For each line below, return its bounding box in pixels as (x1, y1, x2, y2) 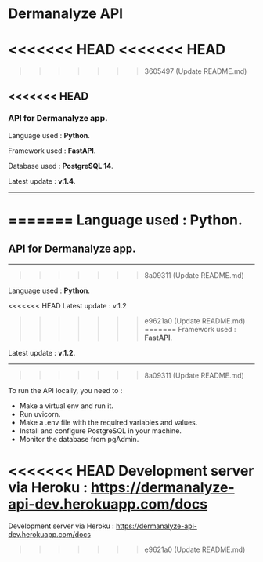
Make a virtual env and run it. (19, 401, 113, 411)
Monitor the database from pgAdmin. (19, 434, 139, 443)
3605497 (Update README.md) (144, 67, 247, 76)
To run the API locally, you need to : (8, 385, 123, 395)
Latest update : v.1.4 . (8, 176, 76, 185)
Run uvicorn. (19, 409, 61, 418)
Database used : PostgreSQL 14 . (8, 161, 113, 170)
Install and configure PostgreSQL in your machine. (19, 425, 182, 436)
